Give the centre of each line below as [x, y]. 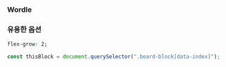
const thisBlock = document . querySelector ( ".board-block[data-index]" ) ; [114, 57]
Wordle [20, 10]
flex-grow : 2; [28, 44]
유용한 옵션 [24, 29]
